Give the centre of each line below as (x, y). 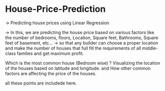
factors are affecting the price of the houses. (51, 73)
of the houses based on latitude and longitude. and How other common (78, 68)
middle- (150, 48)
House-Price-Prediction (55, 9)
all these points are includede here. (41, 83)
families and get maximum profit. (50, 53)
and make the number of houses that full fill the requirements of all (73, 48)
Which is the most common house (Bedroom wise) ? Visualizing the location (82, 63)
